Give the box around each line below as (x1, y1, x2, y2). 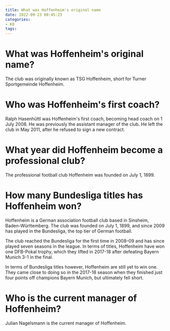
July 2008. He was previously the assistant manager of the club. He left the (5, 121, 163, 127)
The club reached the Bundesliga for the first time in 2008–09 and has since (5, 238, 165, 244)
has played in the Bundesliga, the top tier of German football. (5, 228, 133, 234)
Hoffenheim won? (5, 201, 82, 212)
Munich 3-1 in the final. (5, 254, 53, 260)
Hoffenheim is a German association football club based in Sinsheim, (5, 217, 149, 223)
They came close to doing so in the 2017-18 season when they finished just (5, 269, 162, 275)
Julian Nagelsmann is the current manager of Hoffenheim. (5, 320, 127, 326)
